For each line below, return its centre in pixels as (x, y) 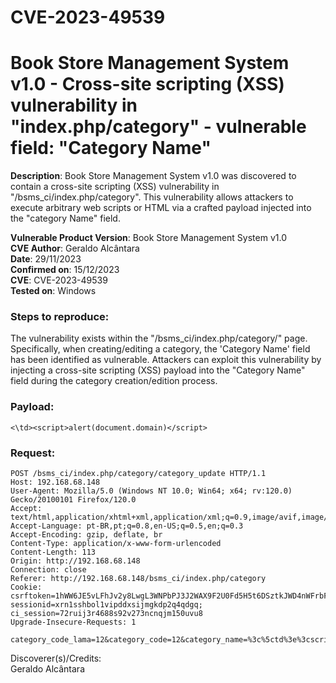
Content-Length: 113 (53, 552)
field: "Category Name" (111, 148)
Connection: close (48, 570)
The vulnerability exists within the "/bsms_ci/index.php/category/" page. (159, 338)
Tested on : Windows (53, 291)
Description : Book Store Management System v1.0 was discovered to (153, 176)
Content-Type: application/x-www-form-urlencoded (116, 544)
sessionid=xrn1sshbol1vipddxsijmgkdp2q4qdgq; (106, 605)
